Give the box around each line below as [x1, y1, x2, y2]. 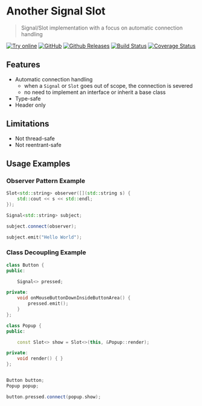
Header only [14, 101, 46, 108]
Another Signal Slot [6, 4, 106, 18]
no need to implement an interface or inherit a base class [24, 89, 166, 96]
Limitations [6, 119, 49, 129]
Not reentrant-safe [14, 141, 62, 148]
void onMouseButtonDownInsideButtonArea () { [17, 295, 131, 301]
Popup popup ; [6, 383, 39, 389]
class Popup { [6, 322, 42, 329]
